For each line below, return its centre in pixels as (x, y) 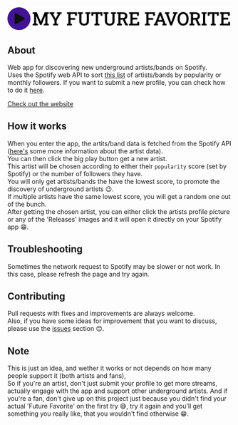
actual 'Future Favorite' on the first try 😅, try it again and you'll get (105, 406)
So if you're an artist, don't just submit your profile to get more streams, (112, 384)
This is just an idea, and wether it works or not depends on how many (109, 368)
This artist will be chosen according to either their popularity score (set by (117, 166)
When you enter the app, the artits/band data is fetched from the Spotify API (119, 143)
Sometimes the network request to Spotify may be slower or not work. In (114, 266)
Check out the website (40, 104)
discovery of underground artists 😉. (61, 189)
